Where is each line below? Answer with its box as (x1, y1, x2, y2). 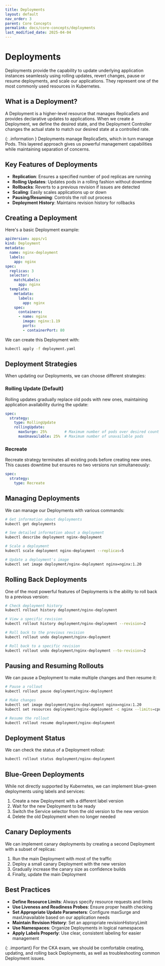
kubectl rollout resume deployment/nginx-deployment (5, 720, 115, 725)
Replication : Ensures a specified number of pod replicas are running (12, 173, 151, 180)
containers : (18, 309, 43, 315)
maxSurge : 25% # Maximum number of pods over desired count (18, 429, 160, 434)
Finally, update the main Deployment (12, 871, 86, 877)
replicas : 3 (9, 269, 34, 273)
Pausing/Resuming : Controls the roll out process (12, 194, 112, 200)
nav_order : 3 (5, 16, 32, 21)
